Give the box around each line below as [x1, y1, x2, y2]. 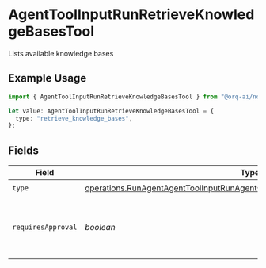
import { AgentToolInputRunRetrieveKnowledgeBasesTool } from [8, 93, 218, 101]
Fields [8, 144, 40, 157]
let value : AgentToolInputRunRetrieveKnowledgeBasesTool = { [8, 107, 215, 115]
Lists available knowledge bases [8, 48, 114, 58]
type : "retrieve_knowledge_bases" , [15, 114, 133, 122]
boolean [84, 222, 116, 233]
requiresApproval [12, 223, 78, 232]
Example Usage [8, 71, 87, 85]
